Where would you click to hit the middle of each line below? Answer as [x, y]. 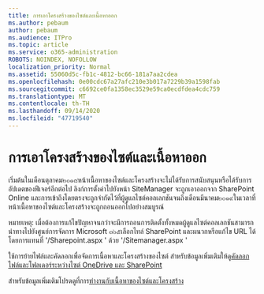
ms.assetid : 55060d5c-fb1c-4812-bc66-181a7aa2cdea [93, 74]
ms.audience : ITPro [40, 38]
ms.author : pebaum [38, 23]
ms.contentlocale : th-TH [49, 104]
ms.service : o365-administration [63, 52]
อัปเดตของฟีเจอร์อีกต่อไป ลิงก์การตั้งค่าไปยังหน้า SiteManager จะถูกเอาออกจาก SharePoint [131, 188]
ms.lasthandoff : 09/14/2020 [54, 111]
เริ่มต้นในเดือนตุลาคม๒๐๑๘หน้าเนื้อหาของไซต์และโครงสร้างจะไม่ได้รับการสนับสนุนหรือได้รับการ [130, 179]
